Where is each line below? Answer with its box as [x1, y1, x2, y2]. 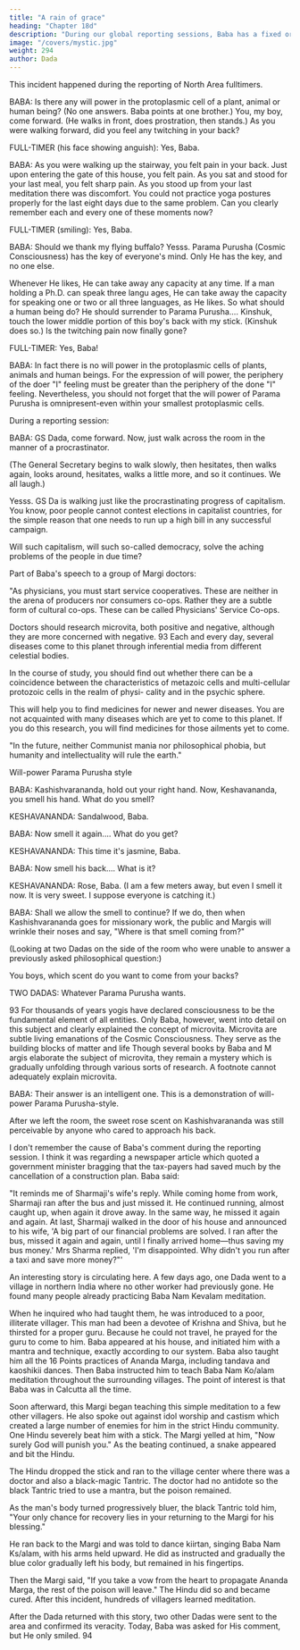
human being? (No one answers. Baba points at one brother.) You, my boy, [9, 106, 283, 116]
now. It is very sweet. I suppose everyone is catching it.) [9, 890, 216, 900]
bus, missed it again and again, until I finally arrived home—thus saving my [9, 1235, 284, 1246]
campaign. [9, 524, 49, 534]
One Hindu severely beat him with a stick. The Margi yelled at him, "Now [9, 1430, 276, 1440]
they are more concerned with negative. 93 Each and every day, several [9, 632, 274, 641]
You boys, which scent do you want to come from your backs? [9, 970, 239, 981]
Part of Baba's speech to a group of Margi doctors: [9, 568, 196, 579]
